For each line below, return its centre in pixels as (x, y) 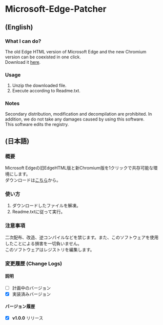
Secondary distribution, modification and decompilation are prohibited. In (79, 114)
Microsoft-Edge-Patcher (56, 9)
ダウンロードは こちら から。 (33, 180)
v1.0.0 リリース (28, 318)
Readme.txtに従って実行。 (39, 212)
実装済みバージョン (31, 294)
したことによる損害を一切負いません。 (43, 243)
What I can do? (23, 41)
